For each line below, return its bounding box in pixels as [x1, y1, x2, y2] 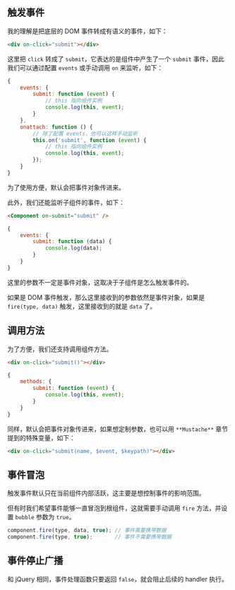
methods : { [20, 378, 52, 385]
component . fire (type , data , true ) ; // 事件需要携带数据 [7, 527, 167, 534]
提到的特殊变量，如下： [7, 433, 76, 442]
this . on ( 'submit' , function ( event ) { [32, 136, 147, 143]
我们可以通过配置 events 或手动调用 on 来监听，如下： [7, 63, 164, 72]
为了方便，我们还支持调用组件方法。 [7, 345, 113, 353]
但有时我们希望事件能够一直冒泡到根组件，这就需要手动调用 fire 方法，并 [7, 504, 222, 512]
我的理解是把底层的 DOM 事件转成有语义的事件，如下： [7, 27, 168, 35]
